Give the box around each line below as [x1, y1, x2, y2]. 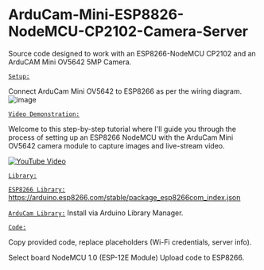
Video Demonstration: [8, 110, 80, 118]
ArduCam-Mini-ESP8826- [8, 6, 184, 24]
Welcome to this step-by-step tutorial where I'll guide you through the [8, 124, 237, 133]
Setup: [8, 72, 30, 80]
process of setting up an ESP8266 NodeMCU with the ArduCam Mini [8, 133, 234, 142]
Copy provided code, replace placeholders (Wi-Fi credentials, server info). [8, 237, 252, 247]
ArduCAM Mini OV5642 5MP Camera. [8, 57, 132, 67]
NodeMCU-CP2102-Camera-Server [8, 22, 249, 40]
